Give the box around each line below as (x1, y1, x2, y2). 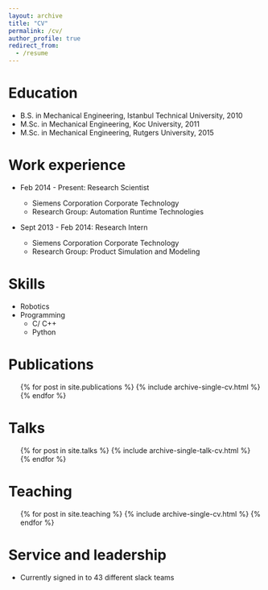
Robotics (19, 301, 50, 311)
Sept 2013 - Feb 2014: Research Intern (19, 222, 148, 232)
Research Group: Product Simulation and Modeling (31, 247, 200, 256)
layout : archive (8, 11, 63, 20)
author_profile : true (8, 34, 81, 43)
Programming (19, 310, 66, 319)
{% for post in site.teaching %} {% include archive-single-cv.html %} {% (19, 509, 262, 518)
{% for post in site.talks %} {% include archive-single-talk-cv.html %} (19, 445, 251, 455)
